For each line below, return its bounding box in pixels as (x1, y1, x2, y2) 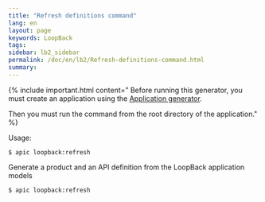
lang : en (8, 19, 37, 27)
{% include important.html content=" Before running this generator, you (8, 85, 243, 95)
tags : (8, 41, 26, 49)
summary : (8, 64, 37, 72)
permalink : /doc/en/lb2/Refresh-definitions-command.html (8, 56, 205, 64)
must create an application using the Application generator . (8, 93, 203, 103)
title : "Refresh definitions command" (8, 11, 137, 20)
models (8, 170, 33, 180)
